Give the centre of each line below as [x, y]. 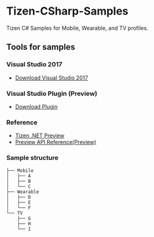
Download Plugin [36, 106]
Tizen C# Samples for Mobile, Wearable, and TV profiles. [77, 28]
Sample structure [32, 158]
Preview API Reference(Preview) [55, 142]
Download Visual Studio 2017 [52, 78]
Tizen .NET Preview [40, 136]
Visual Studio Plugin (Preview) [52, 94]
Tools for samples [41, 47]
